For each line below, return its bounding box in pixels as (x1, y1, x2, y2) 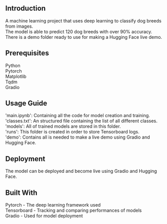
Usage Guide (5, 99, 48, 108)
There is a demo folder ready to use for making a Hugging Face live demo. (5, 34, 162, 40)
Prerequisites (5, 49, 49, 58)
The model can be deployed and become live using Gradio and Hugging (5, 168, 157, 174)
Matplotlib (5, 73, 27, 79)
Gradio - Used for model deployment (5, 213, 83, 219)
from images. (5, 23, 33, 29)
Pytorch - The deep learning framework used (5, 202, 101, 208)
